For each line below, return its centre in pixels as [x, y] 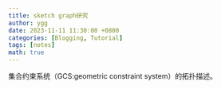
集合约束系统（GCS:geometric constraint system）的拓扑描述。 [113, 76]
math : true [26, 52]
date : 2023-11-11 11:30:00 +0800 [64, 30]
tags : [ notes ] [32, 45]
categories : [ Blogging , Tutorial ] [66, 38]
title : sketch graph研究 [48, 15]
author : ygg [28, 23]
